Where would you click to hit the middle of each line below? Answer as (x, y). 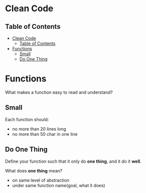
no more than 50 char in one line (45, 134)
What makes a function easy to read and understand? (59, 92)
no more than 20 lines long (39, 129)
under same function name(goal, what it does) (59, 185)
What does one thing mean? (34, 171)
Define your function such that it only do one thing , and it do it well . (73, 161)
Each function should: (27, 119)
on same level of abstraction (41, 180)
